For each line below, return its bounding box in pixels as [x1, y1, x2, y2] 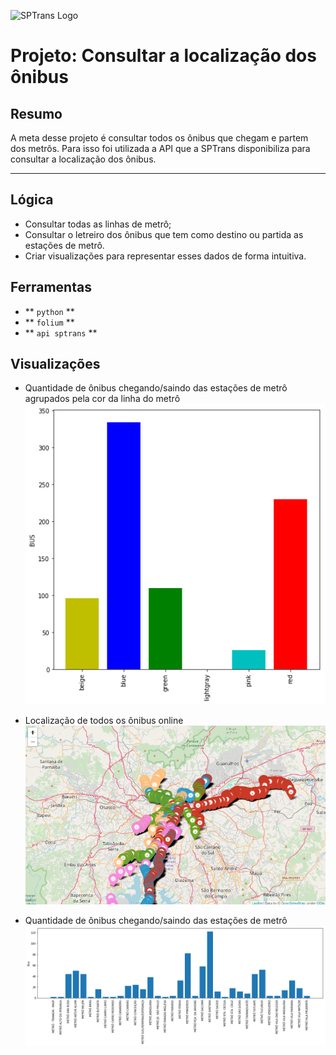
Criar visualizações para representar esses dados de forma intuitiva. [24, 250, 307, 262]
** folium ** [24, 316, 75, 328]
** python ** [24, 305, 75, 317]
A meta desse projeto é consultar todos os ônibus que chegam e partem [10, 132, 309, 144]
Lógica [10, 191, 54, 209]
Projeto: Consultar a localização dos [10, 45, 317, 67]
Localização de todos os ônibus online [24, 714, 184, 726]
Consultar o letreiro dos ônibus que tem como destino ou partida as [24, 228, 304, 240]
